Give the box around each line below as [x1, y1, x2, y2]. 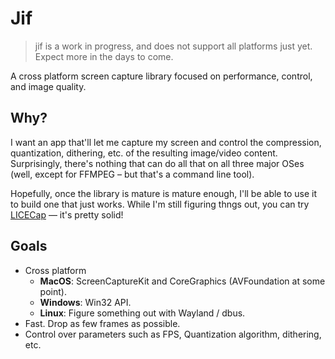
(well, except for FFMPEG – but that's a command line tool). [10, 168, 255, 180]
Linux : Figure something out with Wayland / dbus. [39, 307, 246, 319]
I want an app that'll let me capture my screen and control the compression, [10, 136, 322, 148]
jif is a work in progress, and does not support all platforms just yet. [34, 40, 313, 52]
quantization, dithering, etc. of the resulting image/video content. [10, 147, 278, 159]
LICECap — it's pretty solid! [10, 208, 124, 221]
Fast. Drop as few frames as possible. [24, 317, 181, 329]
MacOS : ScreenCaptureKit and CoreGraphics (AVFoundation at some [39, 275, 326, 287]
